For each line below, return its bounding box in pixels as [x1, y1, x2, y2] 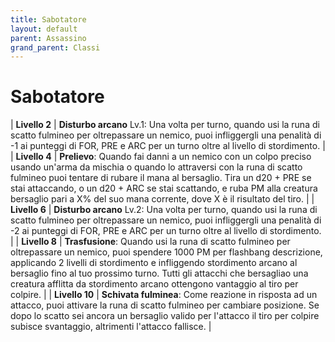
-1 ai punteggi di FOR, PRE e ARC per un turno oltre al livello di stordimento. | [10, 140, 326, 152]
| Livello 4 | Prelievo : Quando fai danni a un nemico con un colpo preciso [10, 151, 312, 163]
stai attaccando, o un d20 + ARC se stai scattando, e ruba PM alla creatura [10, 182, 318, 195]
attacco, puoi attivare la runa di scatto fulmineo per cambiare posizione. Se [10, 299, 320, 311]
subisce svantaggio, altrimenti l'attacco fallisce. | [10, 321, 212, 333]
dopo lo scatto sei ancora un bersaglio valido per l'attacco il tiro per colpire [10, 310, 320, 322]
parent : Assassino [10, 33, 87, 43]
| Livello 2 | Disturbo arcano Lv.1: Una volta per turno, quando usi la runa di [10, 119, 320, 131]
